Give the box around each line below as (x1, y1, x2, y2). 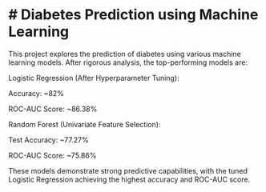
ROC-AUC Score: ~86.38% (8, 104, 98, 114)
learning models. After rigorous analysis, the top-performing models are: (8, 58, 248, 67)
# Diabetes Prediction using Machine (8, 6, 259, 24)
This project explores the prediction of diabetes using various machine (8, 49, 242, 58)
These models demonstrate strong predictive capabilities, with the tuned (8, 166, 248, 175)
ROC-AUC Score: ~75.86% (8, 150, 97, 160)
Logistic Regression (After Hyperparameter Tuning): (8, 73, 179, 82)
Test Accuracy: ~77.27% (8, 134, 90, 145)
